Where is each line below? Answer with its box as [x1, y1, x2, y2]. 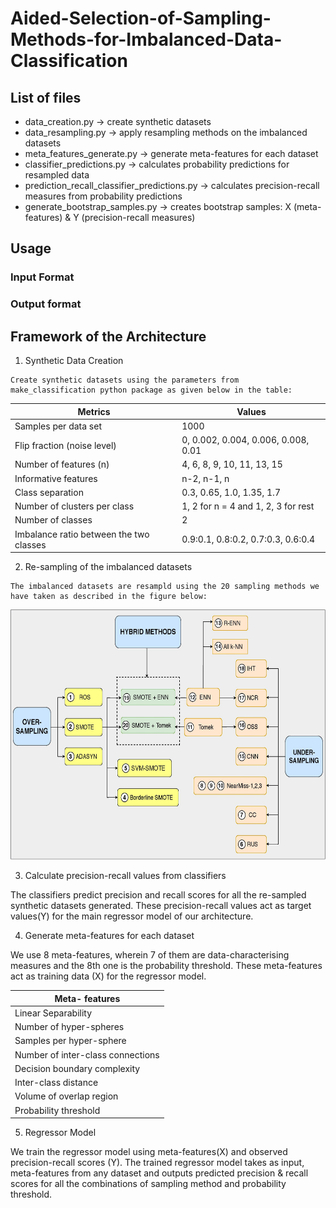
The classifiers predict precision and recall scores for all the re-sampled [10, 889, 307, 901]
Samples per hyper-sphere [14, 1035, 127, 1047]
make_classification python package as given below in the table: [10, 385, 293, 396]
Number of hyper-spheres [14, 1021, 125, 1033]
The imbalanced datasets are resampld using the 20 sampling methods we [10, 582, 320, 592]
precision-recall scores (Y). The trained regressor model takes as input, [10, 1157, 305, 1169]
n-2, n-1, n [181, 472, 230, 484]
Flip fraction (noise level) [14, 439, 117, 451]
